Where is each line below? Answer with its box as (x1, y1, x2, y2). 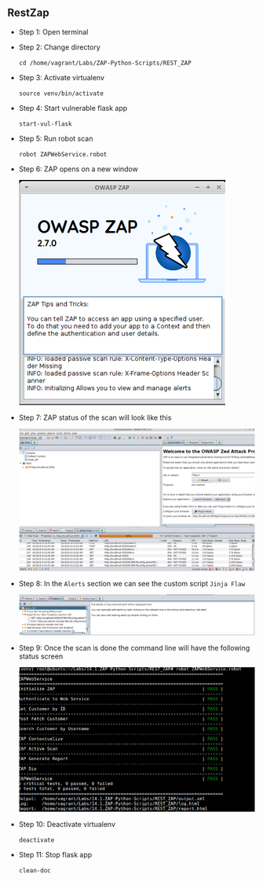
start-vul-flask (18, 119, 72, 128)
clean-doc (18, 867, 52, 875)
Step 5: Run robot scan (18, 134, 93, 143)
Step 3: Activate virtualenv (18, 72, 105, 82)
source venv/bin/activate (18, 90, 104, 97)
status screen (18, 652, 64, 661)
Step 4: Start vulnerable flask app (18, 103, 128, 112)
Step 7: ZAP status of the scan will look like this (18, 413, 172, 422)
